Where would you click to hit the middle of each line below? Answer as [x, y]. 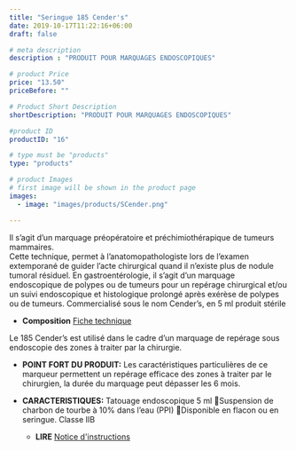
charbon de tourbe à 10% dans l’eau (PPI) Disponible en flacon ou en [150, 410]
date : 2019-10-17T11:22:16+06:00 [71, 26]
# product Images [41, 180]
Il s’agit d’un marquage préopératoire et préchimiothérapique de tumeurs [142, 237]
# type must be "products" [59, 155]
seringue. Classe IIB [58, 419]
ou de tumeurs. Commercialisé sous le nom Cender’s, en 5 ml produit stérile [148, 304]
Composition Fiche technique [77, 320]
